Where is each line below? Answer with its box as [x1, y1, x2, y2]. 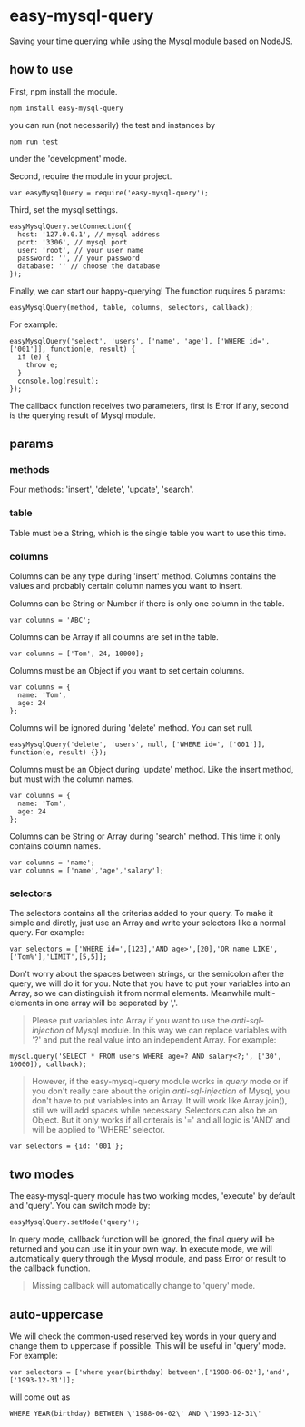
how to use [9, 62, 74, 77]
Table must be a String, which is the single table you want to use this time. [9, 527, 287, 538]
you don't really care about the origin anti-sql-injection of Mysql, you [31, 1085, 290, 1096]
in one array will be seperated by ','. [45, 997, 179, 1009]
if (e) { [17, 352, 51, 362]
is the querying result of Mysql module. [9, 410, 156, 421]
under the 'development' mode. [9, 153, 127, 164]
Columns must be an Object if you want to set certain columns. [9, 665, 245, 676]
